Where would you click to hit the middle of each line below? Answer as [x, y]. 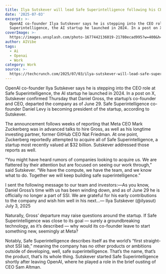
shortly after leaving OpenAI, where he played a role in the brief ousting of [81, 262]
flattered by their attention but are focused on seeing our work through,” [79, 165]
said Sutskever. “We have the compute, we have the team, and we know [78, 170]
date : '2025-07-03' [25, 14]
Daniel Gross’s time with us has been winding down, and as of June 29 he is [83, 190]
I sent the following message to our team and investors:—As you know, [77, 185]
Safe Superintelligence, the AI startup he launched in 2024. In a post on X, [81, 93]
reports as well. [21, 150]
